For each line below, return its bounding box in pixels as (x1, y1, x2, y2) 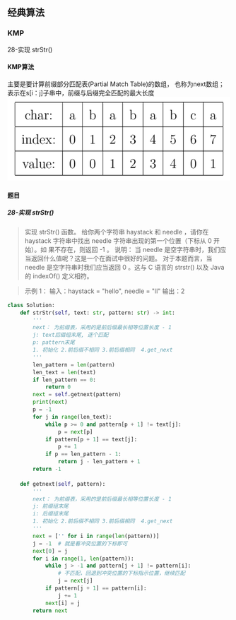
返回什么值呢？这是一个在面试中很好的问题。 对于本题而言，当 (30, 254, 213, 263)
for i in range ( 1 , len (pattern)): (33, 555, 134, 562)
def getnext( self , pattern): (20, 480, 106, 487)
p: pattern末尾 (33, 339, 76, 346)
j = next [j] (57, 578, 93, 585)
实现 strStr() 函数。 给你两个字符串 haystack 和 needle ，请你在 (24, 227, 209, 236)
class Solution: (7, 302, 55, 309)
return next (33, 607, 69, 614)
